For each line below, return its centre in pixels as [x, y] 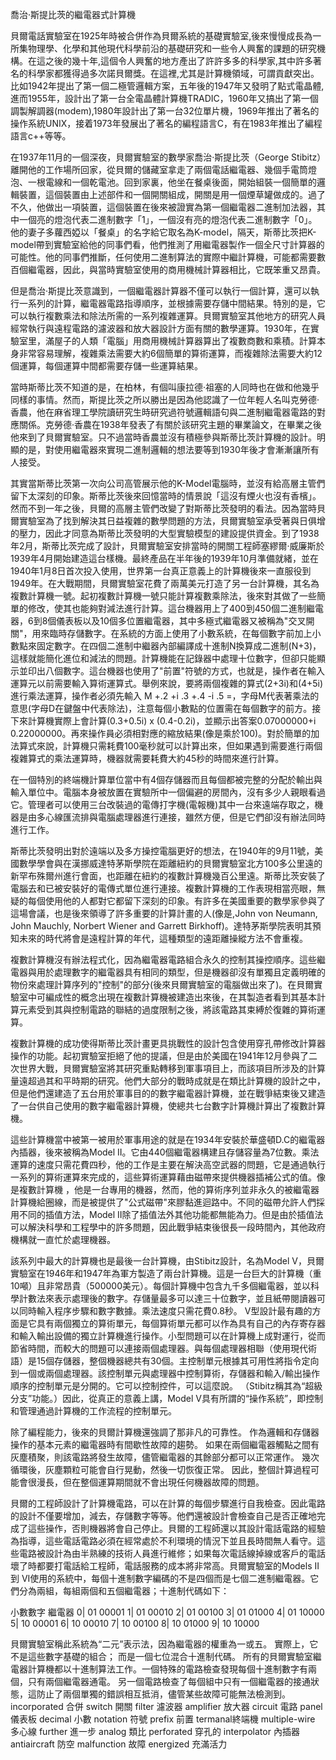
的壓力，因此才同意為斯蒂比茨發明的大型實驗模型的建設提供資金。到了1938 [165, 533]
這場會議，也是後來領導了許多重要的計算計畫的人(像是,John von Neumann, [164, 913]
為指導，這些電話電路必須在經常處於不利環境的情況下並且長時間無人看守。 [163, 1541]
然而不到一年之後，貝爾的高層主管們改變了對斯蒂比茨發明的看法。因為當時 [163, 508]
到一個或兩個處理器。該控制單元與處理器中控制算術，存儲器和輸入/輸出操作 [165, 1373]
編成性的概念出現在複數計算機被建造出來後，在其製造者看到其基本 [180, 997]
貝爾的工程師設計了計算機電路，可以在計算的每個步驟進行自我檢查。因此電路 [168, 1503]
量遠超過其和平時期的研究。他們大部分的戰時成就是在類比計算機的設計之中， [168, 1081]
